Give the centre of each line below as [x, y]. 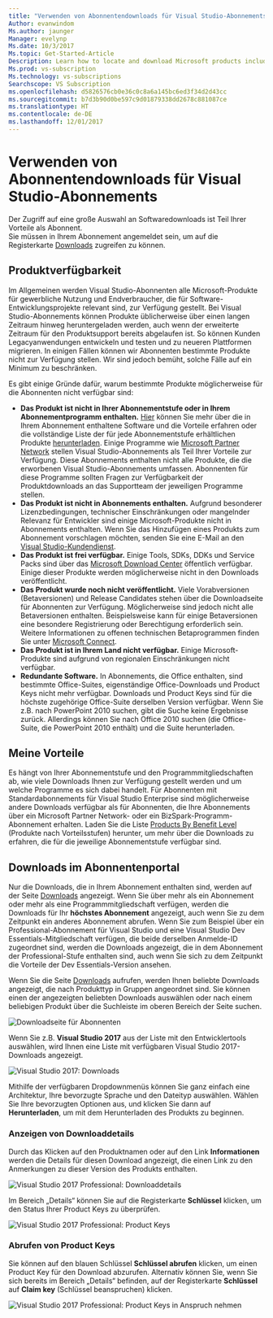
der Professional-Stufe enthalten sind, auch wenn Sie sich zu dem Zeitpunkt [136, 956]
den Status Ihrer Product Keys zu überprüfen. [84, 1209]
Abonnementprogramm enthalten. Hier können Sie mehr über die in [135, 416]
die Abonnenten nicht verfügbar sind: [71, 392]
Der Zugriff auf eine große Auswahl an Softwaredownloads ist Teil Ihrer [128, 219]
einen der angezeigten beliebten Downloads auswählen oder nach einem [130, 998]
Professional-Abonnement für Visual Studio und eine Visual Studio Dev [127, 930]
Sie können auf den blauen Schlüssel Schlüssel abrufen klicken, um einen [133, 1263]
